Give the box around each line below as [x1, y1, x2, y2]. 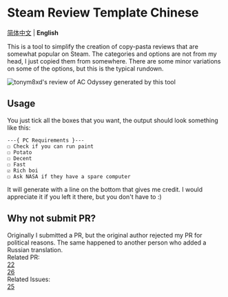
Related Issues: [7, 275, 50, 283]
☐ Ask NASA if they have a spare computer [7, 173, 131, 180]
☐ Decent [7, 155, 32, 162]
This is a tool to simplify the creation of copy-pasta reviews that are [7, 42, 198, 50]
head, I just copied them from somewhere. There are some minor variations [7, 57, 221, 65]
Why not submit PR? [7, 213, 96, 224]
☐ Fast [7, 161, 26, 168]
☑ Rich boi [7, 167, 39, 174]
